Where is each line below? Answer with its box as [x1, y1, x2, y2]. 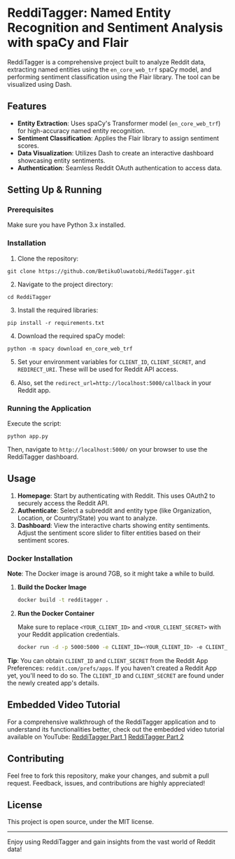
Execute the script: [7, 419, 62, 428]
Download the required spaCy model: [17, 331, 125, 340]
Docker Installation [7, 553, 73, 563]
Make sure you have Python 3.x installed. [7, 221, 126, 229]
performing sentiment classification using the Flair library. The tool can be [7, 72, 220, 81]
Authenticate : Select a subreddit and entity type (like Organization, [17, 506, 212, 515]
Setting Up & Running [7, 184, 103, 196]
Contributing [7, 753, 64, 764]
